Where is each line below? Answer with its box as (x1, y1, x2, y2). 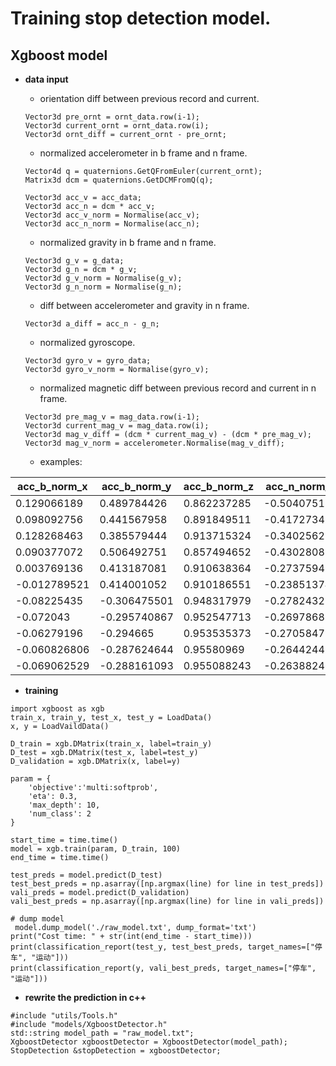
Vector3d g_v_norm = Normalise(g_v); (24, 273, 183, 283)
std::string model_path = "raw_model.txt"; (10, 1028, 195, 1038)
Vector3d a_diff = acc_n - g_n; (24, 319, 160, 329)
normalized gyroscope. (39, 337, 136, 348)
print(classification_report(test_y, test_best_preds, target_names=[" (10, 942, 315, 952)
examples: (39, 456, 83, 467)
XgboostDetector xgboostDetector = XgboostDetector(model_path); (10, 1037, 288, 1047)
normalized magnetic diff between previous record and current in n (39, 382, 317, 394)
